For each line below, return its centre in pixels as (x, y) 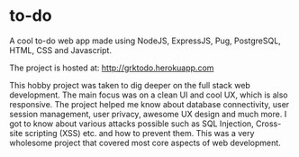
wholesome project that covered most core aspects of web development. (145, 143)
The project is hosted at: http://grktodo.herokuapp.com (112, 68)
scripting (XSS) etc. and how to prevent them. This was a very (140, 133)
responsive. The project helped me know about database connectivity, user (149, 104)
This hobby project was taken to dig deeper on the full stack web (130, 85)
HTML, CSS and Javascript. (61, 50)
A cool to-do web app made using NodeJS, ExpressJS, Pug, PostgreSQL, (145, 41)
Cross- (268, 124)
